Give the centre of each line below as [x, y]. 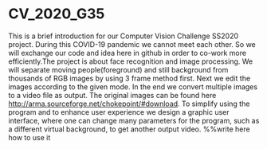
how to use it [29, 137]
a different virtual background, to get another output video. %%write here [129, 129]
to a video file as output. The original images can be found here [112, 95]
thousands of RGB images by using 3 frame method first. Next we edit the [130, 78]
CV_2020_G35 [57, 14]
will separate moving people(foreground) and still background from [118, 69]
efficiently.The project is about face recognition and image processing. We [131, 61]
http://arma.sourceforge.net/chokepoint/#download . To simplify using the [129, 104]
